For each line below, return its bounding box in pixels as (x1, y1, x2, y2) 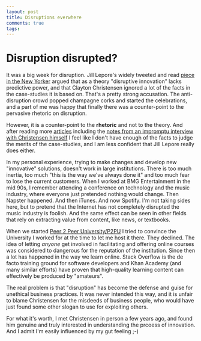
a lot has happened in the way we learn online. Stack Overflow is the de (6, 253, 184, 260)
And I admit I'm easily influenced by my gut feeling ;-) (6, 328, 139, 335)
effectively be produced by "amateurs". (6, 272, 104, 280)
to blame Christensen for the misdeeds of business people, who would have (6, 297, 194, 304)
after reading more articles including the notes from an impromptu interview (6, 127, 194, 135)
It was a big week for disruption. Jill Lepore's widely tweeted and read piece (6, 72, 195, 79)
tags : (6, 25, 20, 32)
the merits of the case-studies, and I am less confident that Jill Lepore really (6, 141, 195, 148)
